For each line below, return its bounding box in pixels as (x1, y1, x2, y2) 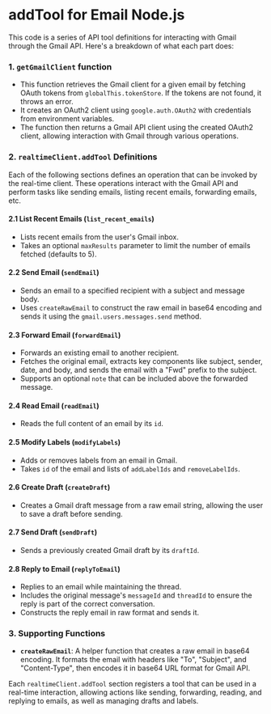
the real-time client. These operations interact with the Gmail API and (8, 178, 239, 188)
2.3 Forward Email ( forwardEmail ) (8, 330, 121, 340)
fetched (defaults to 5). (19, 249, 97, 259)
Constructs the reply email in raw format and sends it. (19, 608, 200, 618)
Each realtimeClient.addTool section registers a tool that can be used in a (8, 679, 257, 689)
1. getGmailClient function (8, 61, 112, 72)
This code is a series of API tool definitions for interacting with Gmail (8, 32, 237, 42)
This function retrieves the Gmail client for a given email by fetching (19, 79, 246, 90)
